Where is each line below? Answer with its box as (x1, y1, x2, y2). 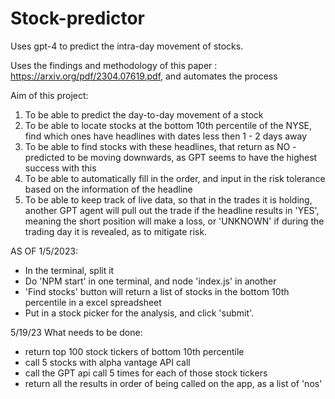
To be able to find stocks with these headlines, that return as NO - (24, 140, 297, 152)
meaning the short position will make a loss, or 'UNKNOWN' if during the (24, 215, 325, 227)
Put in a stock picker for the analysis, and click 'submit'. (24, 307, 255, 319)
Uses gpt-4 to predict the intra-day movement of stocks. (10, 40, 244, 52)
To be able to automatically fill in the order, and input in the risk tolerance (24, 172, 326, 184)
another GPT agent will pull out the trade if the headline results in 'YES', (24, 204, 320, 216)
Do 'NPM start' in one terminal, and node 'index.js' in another (24, 275, 277, 287)
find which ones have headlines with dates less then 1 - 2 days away (24, 130, 308, 142)
